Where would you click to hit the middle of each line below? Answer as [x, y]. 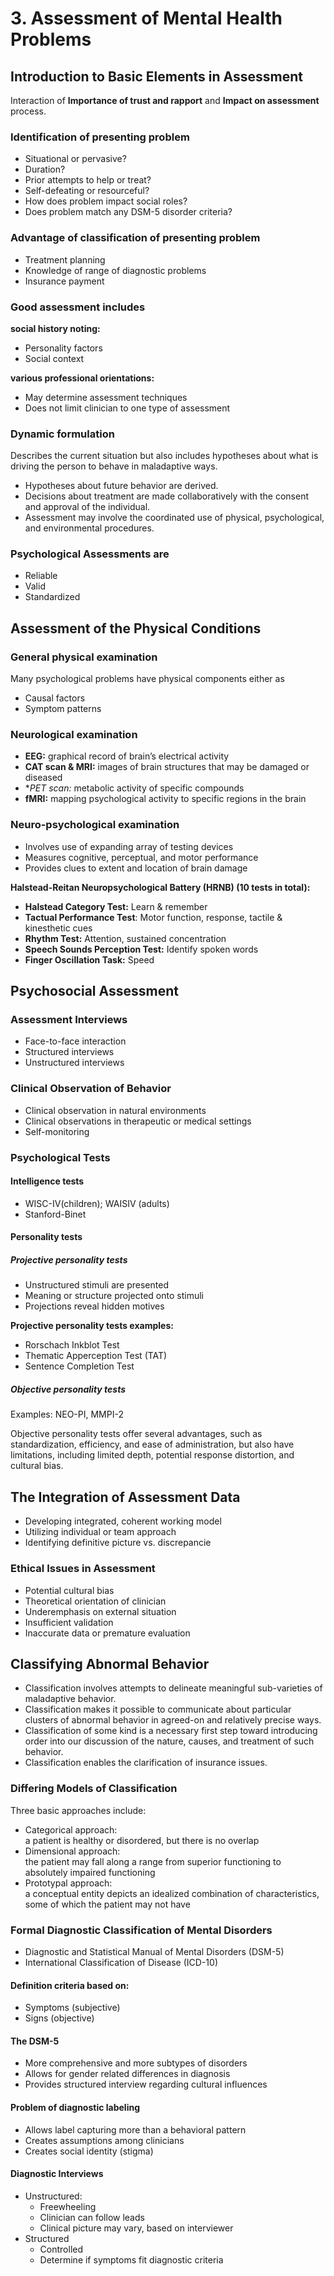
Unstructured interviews [74, 1063]
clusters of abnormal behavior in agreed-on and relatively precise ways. [173, 1720]
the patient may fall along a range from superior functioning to [153, 1861]
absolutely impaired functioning [90, 1872]
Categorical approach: [71, 1829]
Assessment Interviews [69, 1020]
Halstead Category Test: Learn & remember [116, 906]
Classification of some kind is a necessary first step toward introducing [171, 1731]
